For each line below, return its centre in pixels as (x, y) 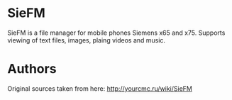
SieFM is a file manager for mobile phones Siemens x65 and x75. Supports (116, 33)
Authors (32, 69)
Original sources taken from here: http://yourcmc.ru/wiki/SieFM (100, 88)
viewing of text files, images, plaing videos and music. (86, 40)
